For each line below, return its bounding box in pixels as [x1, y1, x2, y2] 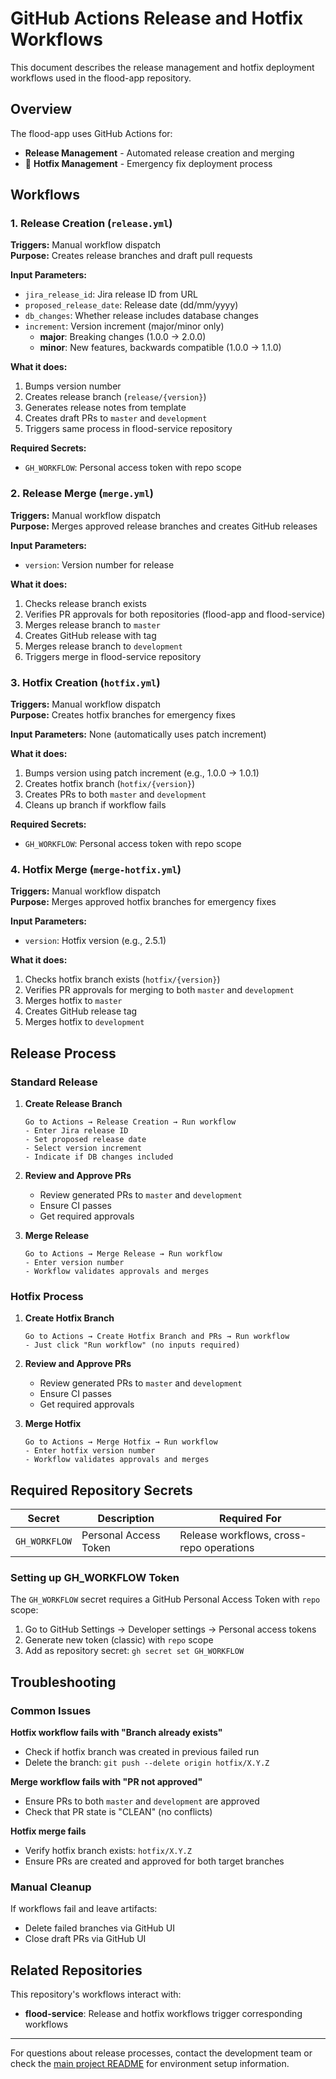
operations [204, 1541, 255, 1555]
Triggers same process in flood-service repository [24, 423, 233, 435]
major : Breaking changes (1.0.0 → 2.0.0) [39, 331, 207, 343]
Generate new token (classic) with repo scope [24, 1634, 214, 1646]
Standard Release [10, 1075, 98, 1089]
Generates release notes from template [24, 402, 187, 414]
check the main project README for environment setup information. [10, 2058, 290, 2070]
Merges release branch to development [24, 640, 183, 652]
